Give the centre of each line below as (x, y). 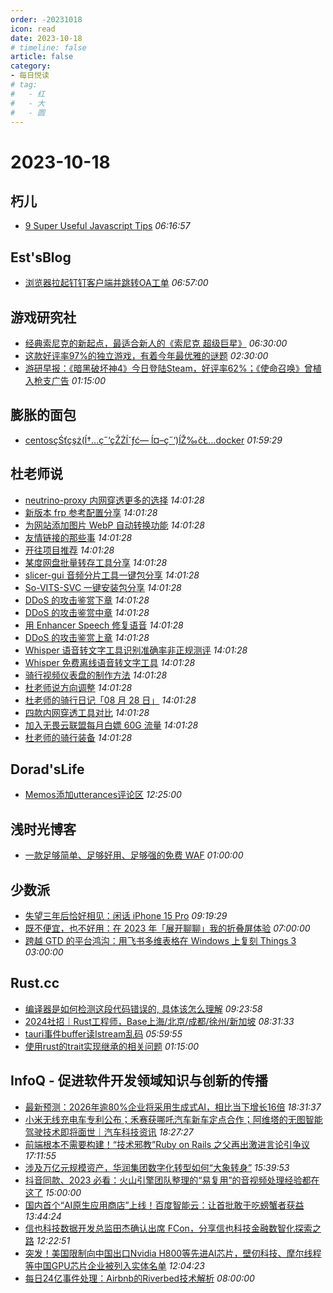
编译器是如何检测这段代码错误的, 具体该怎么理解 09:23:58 (143, 1008)
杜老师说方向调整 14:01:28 (78, 687)
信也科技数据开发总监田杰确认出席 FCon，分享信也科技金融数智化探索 (168, 1228)
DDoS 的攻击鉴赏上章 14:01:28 (87, 637)
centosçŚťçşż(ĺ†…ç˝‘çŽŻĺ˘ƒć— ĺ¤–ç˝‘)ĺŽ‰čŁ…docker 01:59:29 (153, 440)
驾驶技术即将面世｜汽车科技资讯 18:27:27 (109, 1132)
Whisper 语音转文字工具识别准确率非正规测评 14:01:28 (136, 650)
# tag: (24, 85)
